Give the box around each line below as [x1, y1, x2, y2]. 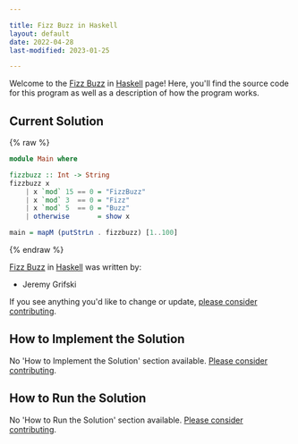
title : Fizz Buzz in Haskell [9, 21, 118, 29]
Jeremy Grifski [21, 279, 77, 290]
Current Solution [9, 113, 105, 129]
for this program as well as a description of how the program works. [9, 88, 260, 98]
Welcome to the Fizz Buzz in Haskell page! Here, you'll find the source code [9, 78, 289, 89]
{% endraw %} [9, 245, 64, 256]
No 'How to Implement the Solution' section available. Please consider [9, 355, 268, 366]
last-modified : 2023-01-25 [9, 46, 110, 54]
